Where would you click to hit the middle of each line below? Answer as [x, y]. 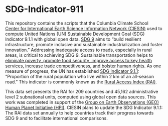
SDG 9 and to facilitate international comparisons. [56, 118]
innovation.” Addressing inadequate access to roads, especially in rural [78, 50]
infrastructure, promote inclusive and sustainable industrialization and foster [84, 44]
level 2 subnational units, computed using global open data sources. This [81, 97]
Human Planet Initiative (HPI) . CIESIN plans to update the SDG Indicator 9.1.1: [84, 107]
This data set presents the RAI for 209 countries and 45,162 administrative [82, 91]
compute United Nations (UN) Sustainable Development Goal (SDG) [75, 34]
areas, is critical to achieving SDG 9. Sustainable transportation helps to [79, 55]
